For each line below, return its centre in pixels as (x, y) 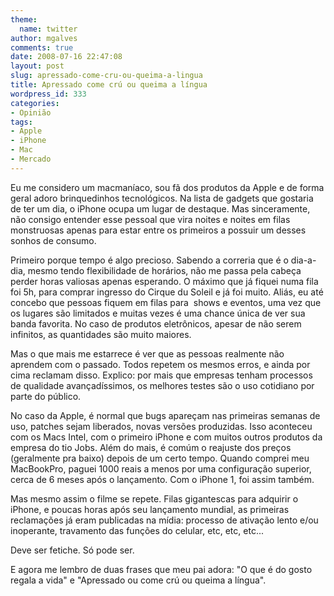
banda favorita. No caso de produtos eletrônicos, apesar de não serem (156, 323)
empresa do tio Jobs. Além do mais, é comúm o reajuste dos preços (151, 447)
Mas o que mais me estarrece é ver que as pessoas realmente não (147, 353)
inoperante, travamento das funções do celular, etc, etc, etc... (137, 530)
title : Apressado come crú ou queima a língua (109, 85)
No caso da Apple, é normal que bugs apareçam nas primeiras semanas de (165, 415)
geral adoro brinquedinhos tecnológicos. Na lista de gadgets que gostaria (162, 198)
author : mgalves (44, 38)
